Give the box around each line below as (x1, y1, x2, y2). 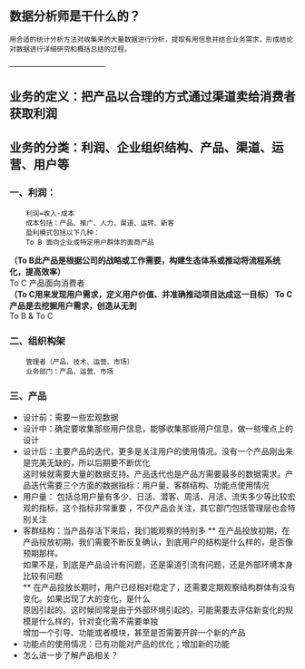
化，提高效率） (9, 266, 65, 276)
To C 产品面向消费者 (9, 277, 85, 288)
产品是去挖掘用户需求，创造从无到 (9, 300, 137, 311)
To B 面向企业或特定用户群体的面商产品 (25, 238, 154, 247)
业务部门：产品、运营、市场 (25, 367, 114, 376)
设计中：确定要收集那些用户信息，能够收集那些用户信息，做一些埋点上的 (22, 423, 293, 434)
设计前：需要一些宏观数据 (22, 412, 119, 423)
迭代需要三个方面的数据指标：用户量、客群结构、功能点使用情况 (30, 480, 270, 491)
